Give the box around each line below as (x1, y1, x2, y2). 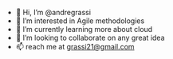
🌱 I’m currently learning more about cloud (15, 25, 153, 33)
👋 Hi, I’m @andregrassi (15, 8, 92, 17)
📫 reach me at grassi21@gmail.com (15, 42, 135, 51)
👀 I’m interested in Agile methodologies (15, 16, 145, 26)
